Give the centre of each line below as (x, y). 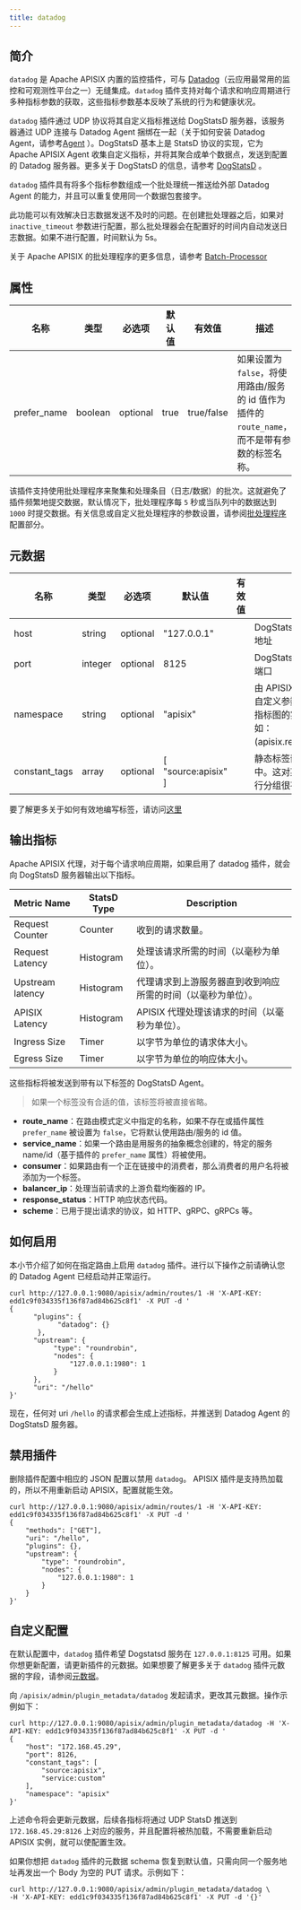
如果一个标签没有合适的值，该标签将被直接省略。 (121, 1102)
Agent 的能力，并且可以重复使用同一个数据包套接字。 (108, 196)
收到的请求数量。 (172, 929)
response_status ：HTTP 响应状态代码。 (97, 1199)
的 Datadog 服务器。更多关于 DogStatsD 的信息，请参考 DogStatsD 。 (138, 166)
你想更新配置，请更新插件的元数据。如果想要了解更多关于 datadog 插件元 (143, 1665)
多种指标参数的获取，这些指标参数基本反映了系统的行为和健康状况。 (135, 102)
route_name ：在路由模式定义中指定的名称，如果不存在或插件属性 (143, 1121)
